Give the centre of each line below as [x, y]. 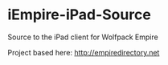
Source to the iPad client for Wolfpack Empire [83, 37]
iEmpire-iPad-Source [80, 15]
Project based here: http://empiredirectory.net [84, 52]
